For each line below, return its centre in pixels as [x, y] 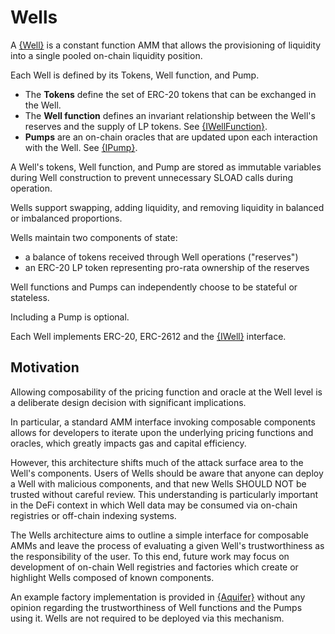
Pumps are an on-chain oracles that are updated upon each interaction [171, 137]
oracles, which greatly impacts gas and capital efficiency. [128, 443]
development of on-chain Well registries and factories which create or [154, 567]
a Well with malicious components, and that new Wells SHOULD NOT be [158, 483]
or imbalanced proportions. [66, 218]
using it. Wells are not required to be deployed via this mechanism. [147, 618]
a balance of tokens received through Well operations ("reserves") [161, 257]
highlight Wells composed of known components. [112, 577]
